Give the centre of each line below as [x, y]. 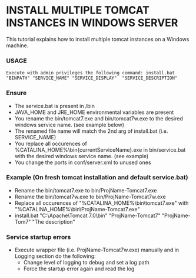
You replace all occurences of [51, 143]
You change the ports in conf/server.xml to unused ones [83, 162]
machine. [17, 45]
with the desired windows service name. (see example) [82, 156]
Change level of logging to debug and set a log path [87, 263]
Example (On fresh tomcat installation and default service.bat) [97, 178]
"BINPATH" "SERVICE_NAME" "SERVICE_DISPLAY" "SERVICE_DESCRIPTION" [92, 78]
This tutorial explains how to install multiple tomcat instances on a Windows [98, 39]
